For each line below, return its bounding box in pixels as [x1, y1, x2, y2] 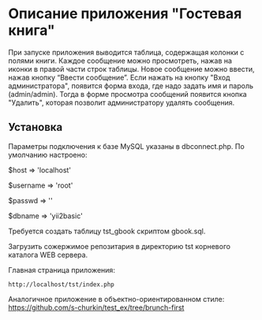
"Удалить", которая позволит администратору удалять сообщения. [8, 98, 235, 107]
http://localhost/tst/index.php [8, 281, 114, 288]
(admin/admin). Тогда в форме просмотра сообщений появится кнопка [8, 89, 247, 99]
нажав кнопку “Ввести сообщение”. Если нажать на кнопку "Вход [8, 73, 230, 82]
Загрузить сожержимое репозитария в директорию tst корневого [8, 241, 231, 251]
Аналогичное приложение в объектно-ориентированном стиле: [8, 294, 225, 303]
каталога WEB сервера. [8, 250, 88, 259]
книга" [8, 21, 55, 39]
